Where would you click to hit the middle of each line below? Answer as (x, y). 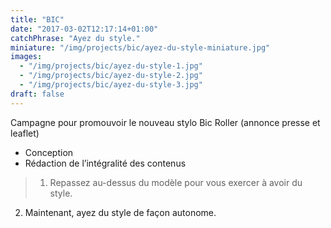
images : (26, 57)
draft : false (37, 94)
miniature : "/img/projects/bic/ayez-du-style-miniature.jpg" (140, 47)
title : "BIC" (37, 19)
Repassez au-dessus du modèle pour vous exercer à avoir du (176, 182)
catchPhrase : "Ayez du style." (75, 38)
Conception (49, 152)
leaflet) (25, 133)
